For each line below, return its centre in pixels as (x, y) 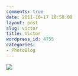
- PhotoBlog (21, 50)
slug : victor (22, 28)
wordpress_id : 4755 (30, 39)
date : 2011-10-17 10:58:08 (39, 17)
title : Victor (24, 34)
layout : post (22, 23)
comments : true (25, 12)
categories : (21, 45)
